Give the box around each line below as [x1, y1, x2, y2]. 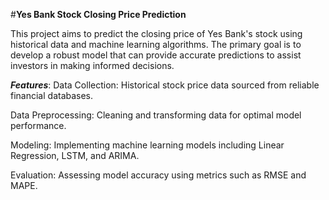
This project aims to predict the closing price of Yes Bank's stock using [10, 28, 303, 39]
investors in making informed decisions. [10, 60, 175, 71]
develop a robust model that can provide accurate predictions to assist [10, 49, 302, 61]
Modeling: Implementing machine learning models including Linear [10, 139, 285, 151]
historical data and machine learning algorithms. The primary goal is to [10, 39, 302, 50]
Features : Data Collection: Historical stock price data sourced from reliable [10, 79, 320, 91]
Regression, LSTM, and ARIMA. [10, 150, 140, 161]
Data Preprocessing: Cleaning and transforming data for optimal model [10, 109, 302, 121]
